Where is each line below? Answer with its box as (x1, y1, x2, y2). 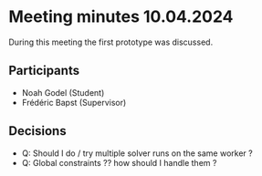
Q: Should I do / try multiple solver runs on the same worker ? (21, 148, 253, 159)
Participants (8, 63, 79, 78)
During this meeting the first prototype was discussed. (8, 36, 214, 47)
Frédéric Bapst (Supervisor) (21, 97, 127, 108)
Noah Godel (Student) (21, 87, 105, 98)
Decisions (8, 123, 67, 139)
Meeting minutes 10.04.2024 (8, 6, 234, 27)
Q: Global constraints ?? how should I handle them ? (21, 157, 217, 168)
